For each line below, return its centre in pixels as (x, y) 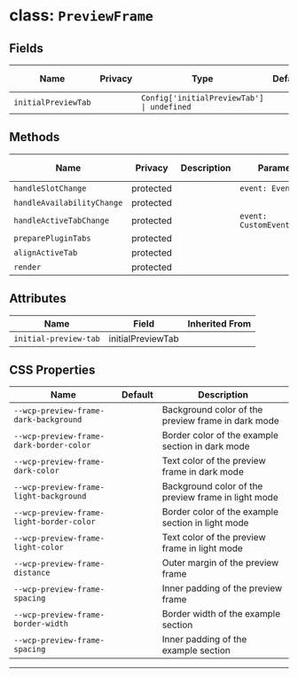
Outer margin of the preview (220, 563)
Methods (35, 137)
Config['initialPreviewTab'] (202, 98)
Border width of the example (221, 614)
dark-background (48, 420)
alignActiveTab (46, 252)
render (27, 267)
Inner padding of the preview (222, 588)
